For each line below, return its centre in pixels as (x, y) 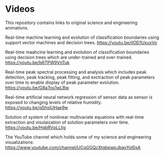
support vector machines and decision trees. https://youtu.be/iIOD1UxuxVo (81, 42)
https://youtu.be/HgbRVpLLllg (35, 127)
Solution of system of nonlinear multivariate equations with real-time (75, 117)
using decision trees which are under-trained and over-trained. (69, 57)
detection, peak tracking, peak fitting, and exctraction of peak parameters (80, 77)
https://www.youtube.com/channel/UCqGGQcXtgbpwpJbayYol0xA (73, 147)
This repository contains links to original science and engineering (71, 23)
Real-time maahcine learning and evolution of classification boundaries (77, 52)
